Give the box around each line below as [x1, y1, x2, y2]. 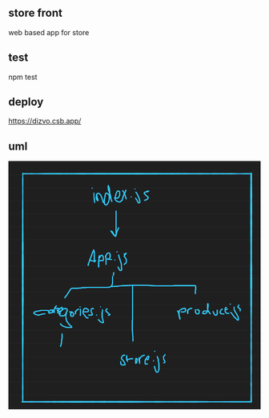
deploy [8, 95, 44, 109]
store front [8, 6, 62, 20]
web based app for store [8, 27, 90, 37]
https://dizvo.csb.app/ [8, 116, 82, 126]
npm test [8, 72, 38, 82]
